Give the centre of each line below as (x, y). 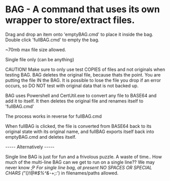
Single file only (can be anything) (40, 59)
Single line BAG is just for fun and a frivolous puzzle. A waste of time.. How (84, 157)
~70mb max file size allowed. (36, 49)
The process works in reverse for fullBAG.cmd (54, 116)
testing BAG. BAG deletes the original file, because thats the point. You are (83, 74)
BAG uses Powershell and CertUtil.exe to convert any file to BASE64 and (81, 95)
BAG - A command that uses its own (82, 9)
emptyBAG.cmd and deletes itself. (41, 137)
